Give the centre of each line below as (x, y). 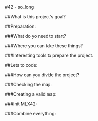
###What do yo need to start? (36, 36)
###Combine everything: (31, 113)
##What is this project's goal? (35, 17)
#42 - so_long (20, 7)
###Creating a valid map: (31, 94)
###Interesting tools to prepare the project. (49, 55)
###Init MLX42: (21, 104)
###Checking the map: (28, 84)
